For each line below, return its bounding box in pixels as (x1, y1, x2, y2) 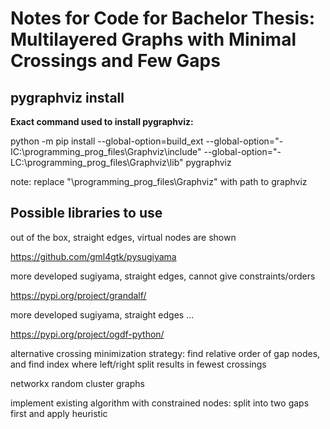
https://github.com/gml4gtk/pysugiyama (10, 250, 177, 262)
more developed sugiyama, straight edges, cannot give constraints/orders (10, 270, 316, 282)
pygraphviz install (10, 89, 125, 106)
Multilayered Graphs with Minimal (10, 28, 297, 51)
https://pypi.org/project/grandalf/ (10, 289, 147, 301)
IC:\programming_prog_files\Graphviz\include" (10, 146, 202, 157)
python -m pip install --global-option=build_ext (10, 135, 204, 147)
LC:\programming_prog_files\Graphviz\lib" (10, 157, 184, 168)
